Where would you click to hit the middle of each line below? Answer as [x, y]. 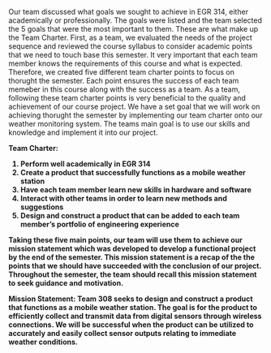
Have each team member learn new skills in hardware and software [135, 189]
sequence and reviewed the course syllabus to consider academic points [131, 46]
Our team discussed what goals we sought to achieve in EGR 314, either [129, 12]
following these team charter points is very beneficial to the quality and [127, 98]
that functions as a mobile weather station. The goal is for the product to [133, 307]
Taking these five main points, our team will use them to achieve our [126, 240]
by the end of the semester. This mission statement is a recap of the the [132, 257]
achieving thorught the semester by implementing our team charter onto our [135, 115]
